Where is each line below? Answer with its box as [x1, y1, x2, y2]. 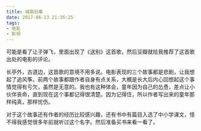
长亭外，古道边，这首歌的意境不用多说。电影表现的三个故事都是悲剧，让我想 [6, 68, 195, 75]
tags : [6, 20, 20, 26]
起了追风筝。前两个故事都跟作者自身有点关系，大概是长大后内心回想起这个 [6, 76, 190, 83]
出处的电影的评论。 [6, 56, 54, 63]
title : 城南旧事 [6, 8, 43, 15]
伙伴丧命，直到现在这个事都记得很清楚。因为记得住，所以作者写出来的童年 [6, 91, 190, 98]
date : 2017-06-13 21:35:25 [6, 14, 74, 20]
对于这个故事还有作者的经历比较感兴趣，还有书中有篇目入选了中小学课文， [6, 111, 190, 118]
